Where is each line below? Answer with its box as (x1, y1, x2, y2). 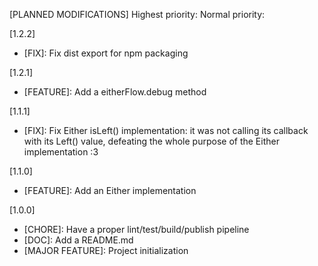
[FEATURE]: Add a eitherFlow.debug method (23, 86, 207, 98)
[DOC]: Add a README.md (23, 234, 134, 246)
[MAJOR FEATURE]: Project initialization (23, 245, 189, 256)
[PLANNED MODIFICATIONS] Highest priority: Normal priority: (9, 9, 266, 20)
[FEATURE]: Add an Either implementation (23, 185, 197, 196)
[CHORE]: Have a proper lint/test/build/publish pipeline (23, 224, 250, 235)
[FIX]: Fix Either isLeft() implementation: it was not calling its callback (23, 125, 309, 136)
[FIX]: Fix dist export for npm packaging (23, 47, 189, 59)
